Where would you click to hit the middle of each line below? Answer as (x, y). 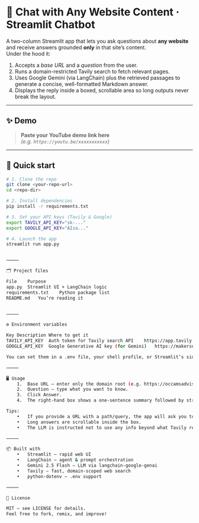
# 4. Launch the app (32, 239)
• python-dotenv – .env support (59, 476)
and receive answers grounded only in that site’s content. (76, 47)
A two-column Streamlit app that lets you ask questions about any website (97, 41)
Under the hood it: (28, 53)
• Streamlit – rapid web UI (54, 455)
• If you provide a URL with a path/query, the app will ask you (102, 416)
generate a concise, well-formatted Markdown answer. (82, 84)
